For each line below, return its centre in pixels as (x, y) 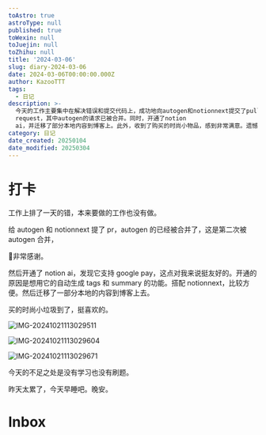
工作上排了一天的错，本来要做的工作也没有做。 (84, 213)
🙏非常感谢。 (28, 256)
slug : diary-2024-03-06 (47, 67)
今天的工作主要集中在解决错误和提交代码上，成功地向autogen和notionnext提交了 (131, 112)
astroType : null (35, 23)
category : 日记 (32, 133)
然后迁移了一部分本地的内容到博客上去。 (88, 293)
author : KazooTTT (37, 81)
